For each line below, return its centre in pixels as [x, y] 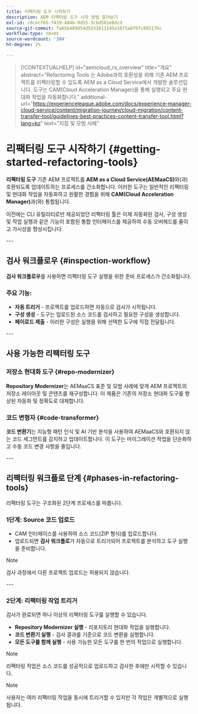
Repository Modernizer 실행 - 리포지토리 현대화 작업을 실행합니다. [93, 627]
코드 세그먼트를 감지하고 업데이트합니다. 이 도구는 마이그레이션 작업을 [92, 439]
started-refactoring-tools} [72, 162]
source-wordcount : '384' [37, 39]
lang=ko [30, 123]
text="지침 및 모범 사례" [72, 123]
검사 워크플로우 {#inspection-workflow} [79, 261]
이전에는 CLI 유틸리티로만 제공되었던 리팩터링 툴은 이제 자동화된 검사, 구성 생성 [97, 214]
